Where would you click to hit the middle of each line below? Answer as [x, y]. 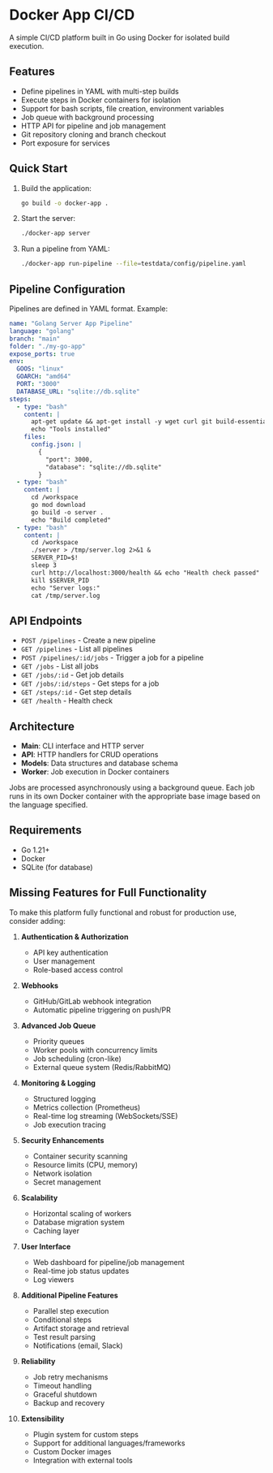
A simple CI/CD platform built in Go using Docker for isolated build [119, 37]
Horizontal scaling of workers [82, 1213]
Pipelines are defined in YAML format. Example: [89, 309]
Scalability [39, 1198]
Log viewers [53, 1279]
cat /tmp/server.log [65, 596]
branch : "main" [35, 339]
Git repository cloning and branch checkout [94, 134]
